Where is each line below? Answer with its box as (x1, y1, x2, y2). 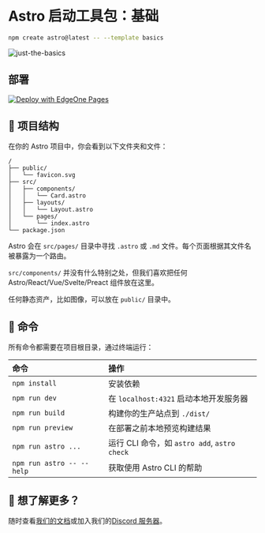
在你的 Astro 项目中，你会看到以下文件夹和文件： (8, 141, 168, 151)
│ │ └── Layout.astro (8, 206, 93, 214)
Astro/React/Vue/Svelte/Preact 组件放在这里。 (8, 278, 159, 287)
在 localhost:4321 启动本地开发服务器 (108, 393, 248, 404)
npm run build (12, 408, 65, 418)
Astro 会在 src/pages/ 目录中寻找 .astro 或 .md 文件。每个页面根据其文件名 (8, 242, 252, 251)
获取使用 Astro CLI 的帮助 (108, 463, 203, 474)
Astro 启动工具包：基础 (8, 7, 159, 25)
